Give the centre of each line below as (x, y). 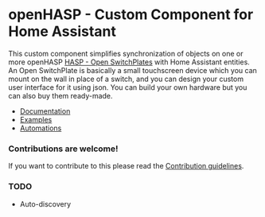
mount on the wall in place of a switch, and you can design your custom (126, 79)
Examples (36, 119)
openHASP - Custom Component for (131, 15)
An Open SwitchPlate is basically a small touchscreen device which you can (132, 70)
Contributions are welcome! (63, 149)
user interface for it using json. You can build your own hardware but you (128, 87)
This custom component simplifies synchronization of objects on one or (126, 53)
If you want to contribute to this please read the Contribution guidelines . (126, 166)
